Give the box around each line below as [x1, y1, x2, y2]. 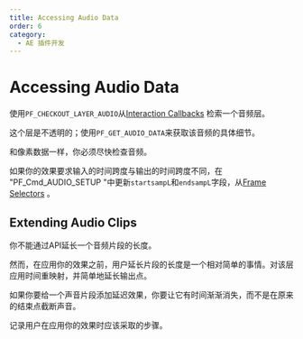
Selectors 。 [9, 188, 56, 199]
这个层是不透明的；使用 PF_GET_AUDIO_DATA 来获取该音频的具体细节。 [9, 127, 260, 138]
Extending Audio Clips [9, 215, 137, 230]
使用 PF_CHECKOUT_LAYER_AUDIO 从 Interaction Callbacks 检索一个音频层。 [9, 108, 271, 119]
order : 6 [9, 22, 42, 31]
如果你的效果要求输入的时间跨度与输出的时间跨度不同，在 [9, 166, 223, 177]
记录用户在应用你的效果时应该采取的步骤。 [9, 320, 168, 330]
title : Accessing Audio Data [9, 13, 119, 23]
